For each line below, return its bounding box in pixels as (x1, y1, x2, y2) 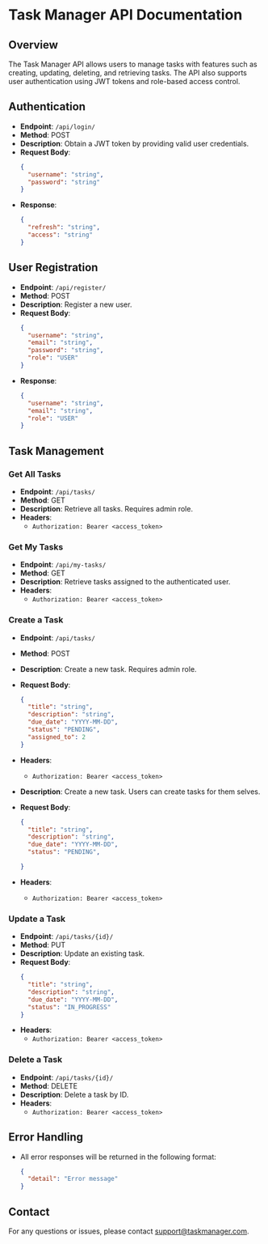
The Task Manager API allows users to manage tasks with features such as (8, 59, 258, 69)
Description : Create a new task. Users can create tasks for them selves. (19, 787, 261, 796)
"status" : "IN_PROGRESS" (27, 1003, 111, 1011)
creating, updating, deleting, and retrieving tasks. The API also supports (8, 68, 248, 78)
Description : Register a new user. (19, 299, 132, 309)
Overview (8, 38, 59, 52)
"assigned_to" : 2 (27, 732, 86, 741)
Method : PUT (19, 940, 66, 950)
